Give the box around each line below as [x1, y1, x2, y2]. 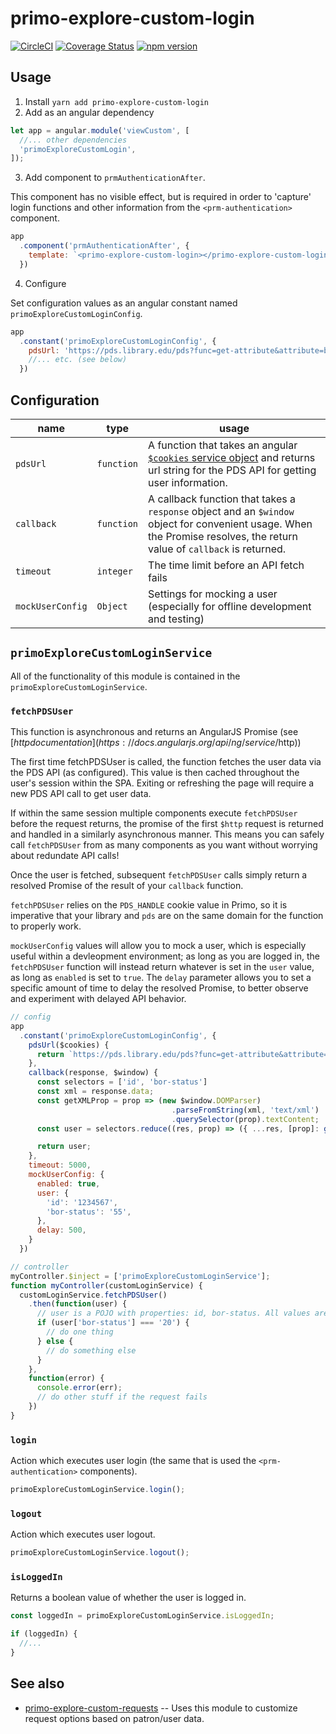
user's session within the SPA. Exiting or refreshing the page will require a [10, 777, 315, 789]
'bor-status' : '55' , [46, 1207, 132, 1217]
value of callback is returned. [148, 542, 287, 556]
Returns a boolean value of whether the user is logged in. [10, 1592, 247, 1604]
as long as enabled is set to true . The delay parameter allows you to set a [10, 972, 312, 984]
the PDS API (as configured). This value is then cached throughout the [10, 767, 300, 779]
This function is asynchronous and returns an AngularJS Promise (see [10, 726, 299, 738]
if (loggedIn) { [10, 1629, 78, 1639]
